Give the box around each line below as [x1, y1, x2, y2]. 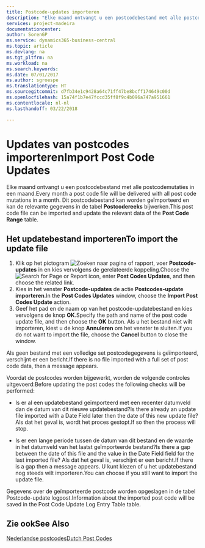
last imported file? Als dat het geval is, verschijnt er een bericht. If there [15, 456, 193, 464]
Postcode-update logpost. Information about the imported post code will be [6, 494, 195, 502]
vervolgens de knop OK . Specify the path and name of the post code [15, 311, 187, 319]
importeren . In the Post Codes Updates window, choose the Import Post [15, 292, 198, 300]
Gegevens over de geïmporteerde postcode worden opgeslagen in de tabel [6, 487, 196, 495]
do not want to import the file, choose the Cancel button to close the [15, 331, 188, 338]
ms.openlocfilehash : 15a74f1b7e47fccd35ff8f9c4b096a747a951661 [6, 94, 171, 100]
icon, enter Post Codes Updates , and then [88, 273, 195, 280]
